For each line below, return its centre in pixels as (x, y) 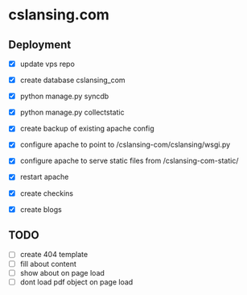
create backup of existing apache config (87, 129)
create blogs (41, 209)
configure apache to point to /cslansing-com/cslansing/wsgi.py (125, 145)
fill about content (48, 264)
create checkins (47, 193)
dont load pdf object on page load (76, 282)
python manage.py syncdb (64, 96)
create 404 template (54, 255)
